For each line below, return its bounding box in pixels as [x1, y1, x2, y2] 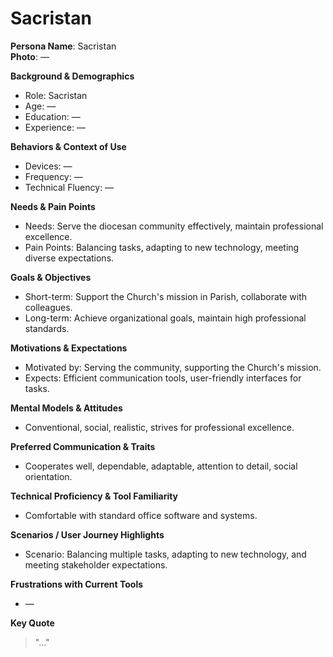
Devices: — [24, 160, 73, 172]
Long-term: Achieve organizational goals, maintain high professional [24, 312, 307, 324]
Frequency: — [24, 170, 83, 182]
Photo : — [10, 50, 50, 62]
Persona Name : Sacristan [10, 40, 117, 52]
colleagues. [24, 301, 73, 313]
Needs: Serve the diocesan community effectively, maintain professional [24, 220, 324, 232]
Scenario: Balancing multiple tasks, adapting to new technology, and [24, 548, 307, 560]
